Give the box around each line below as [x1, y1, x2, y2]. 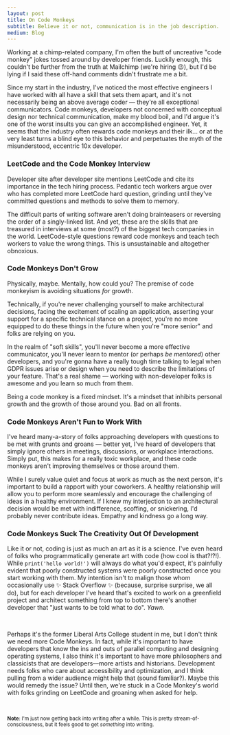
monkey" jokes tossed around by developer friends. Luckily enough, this [7, 56, 212, 64]
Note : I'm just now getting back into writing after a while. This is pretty [7, 715, 173, 723]
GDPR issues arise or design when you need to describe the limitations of [7, 364, 215, 372]
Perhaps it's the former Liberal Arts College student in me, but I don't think [7, 630, 218, 639]
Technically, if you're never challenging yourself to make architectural [7, 300, 204, 308]
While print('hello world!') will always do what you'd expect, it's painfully [7, 559, 222, 568]
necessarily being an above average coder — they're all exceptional [7, 98, 199, 107]
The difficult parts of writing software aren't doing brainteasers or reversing [7, 210, 221, 218]
